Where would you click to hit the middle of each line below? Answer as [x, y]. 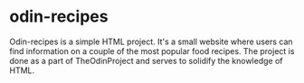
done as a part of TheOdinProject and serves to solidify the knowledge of [146, 60]
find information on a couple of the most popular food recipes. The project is [152, 51]
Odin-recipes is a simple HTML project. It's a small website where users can [151, 41]
